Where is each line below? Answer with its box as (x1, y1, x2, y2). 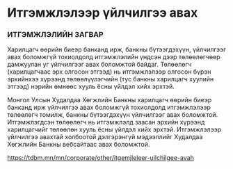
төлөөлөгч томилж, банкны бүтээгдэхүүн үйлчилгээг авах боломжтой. (7, 111, 218, 119)
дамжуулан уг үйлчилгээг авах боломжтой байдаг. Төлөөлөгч (7, 61, 192, 69)
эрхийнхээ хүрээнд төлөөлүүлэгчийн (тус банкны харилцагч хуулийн (7, 75, 214, 83)
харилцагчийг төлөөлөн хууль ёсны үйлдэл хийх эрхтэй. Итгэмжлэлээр (7, 125, 221, 134)
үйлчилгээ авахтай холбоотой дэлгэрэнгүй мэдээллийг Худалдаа (7, 133, 203, 141)
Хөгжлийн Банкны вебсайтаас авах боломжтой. (7, 140, 150, 149)
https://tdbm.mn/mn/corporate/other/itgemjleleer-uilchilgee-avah (7, 154, 195, 162)
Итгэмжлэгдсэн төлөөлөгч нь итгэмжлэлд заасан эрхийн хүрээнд (7, 118, 205, 127)
